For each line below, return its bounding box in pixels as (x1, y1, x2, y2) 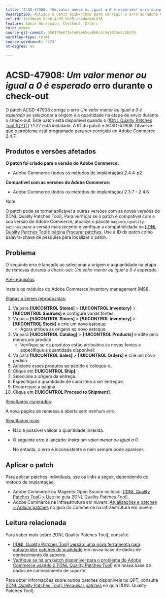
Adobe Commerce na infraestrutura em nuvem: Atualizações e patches (12, 499, 157, 505)
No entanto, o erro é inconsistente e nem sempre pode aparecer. (12, 447, 145, 452)
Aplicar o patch (5, 461, 54, 469)
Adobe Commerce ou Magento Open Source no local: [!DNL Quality (12, 489, 150, 494)
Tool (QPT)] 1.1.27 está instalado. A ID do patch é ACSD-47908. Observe (5, 122, 152, 128)
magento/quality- (110, 220, 147, 224)
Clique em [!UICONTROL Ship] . (12, 368, 77, 374)
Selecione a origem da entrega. (12, 374, 77, 379)
